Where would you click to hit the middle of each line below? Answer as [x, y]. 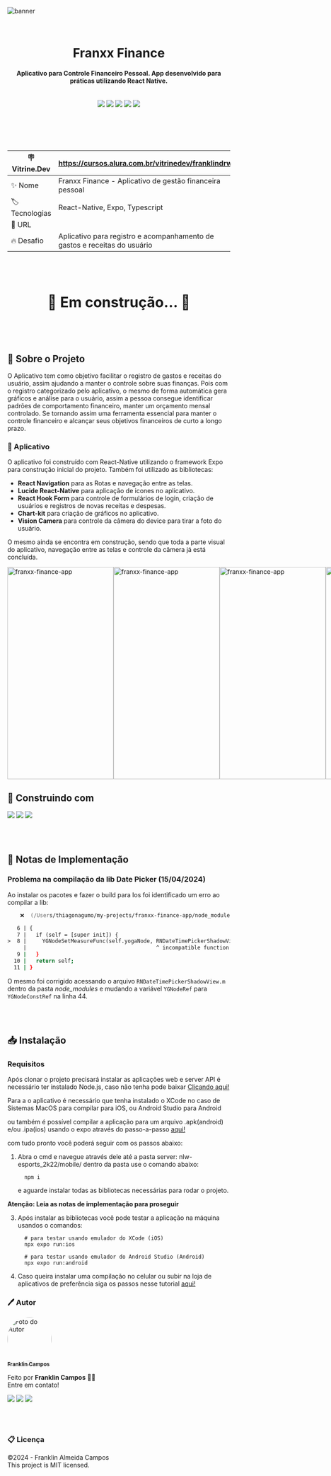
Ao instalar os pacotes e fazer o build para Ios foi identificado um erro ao [114, 894]
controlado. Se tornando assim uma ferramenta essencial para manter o [112, 413]
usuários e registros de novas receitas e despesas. [92, 506]
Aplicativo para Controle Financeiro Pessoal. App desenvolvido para [119, 73]
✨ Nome [25, 185]
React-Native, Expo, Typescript [111, 207]
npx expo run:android [56, 1263]
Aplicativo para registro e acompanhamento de [136, 236]
